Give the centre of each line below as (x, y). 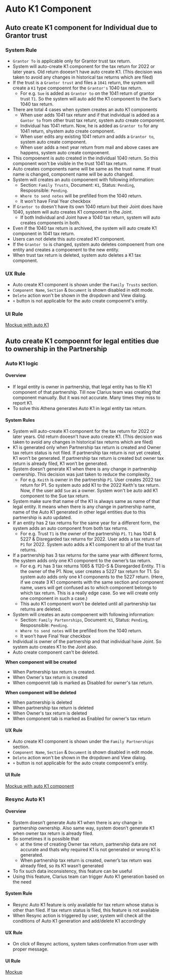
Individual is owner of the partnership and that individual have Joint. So (87, 641)
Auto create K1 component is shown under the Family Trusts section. (85, 285)
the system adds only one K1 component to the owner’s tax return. (82, 561)
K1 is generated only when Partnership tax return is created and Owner (87, 448)
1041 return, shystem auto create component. (67, 131)
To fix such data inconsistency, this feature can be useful (72, 871)
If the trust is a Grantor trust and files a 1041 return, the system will (83, 82)
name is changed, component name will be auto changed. (73, 174)
